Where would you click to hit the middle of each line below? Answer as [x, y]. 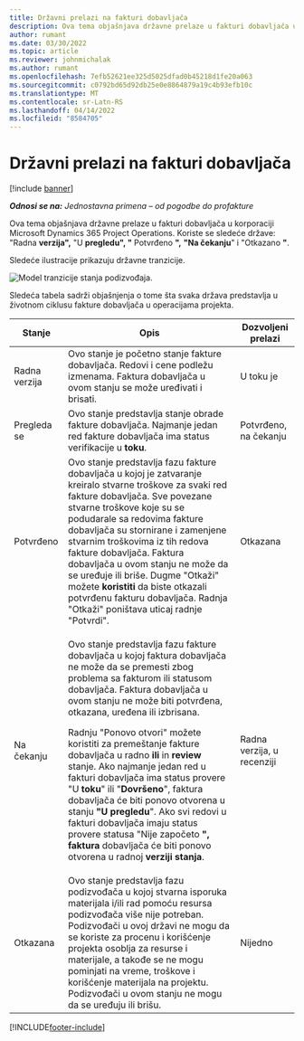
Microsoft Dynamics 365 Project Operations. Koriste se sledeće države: [142, 233]
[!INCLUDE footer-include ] [57, 1027]
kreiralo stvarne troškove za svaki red [147, 485]
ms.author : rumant [44, 69]
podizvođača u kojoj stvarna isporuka [147, 892]
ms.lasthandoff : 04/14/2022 [62, 110]
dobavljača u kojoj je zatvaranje [134, 474]
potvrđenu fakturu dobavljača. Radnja [147, 598]
